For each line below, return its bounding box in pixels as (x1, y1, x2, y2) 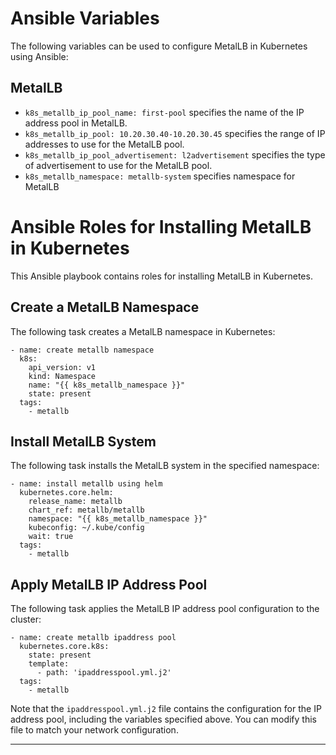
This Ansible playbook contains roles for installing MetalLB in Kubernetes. (10, 270, 313, 282)
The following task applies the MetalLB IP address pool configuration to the (10, 603, 320, 615)
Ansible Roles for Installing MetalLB (10, 215, 312, 238)
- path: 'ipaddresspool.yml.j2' (36, 668, 172, 678)
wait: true (28, 532, 74, 542)
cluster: (10, 613, 42, 626)
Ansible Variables (10, 7, 160, 30)
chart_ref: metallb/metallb (28, 505, 145, 516)
